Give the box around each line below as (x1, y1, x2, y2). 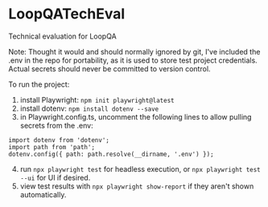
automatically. (19, 189, 67, 199)
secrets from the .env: (19, 120, 94, 130)
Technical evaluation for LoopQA (8, 31, 117, 41)
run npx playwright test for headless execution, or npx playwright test (19, 164, 262, 173)
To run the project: (8, 79, 70, 89)
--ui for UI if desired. (19, 172, 91, 182)
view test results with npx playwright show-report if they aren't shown (19, 181, 254, 191)
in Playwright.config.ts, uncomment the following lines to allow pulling (19, 112, 252, 121)
